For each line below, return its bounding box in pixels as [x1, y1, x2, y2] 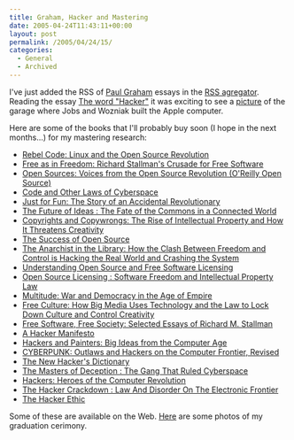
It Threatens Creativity [21, 224, 104, 235]
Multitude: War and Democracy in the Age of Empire [21, 289, 213, 301]
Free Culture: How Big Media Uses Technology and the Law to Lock [21, 299, 269, 310]
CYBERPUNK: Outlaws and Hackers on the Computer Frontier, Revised [21, 346, 280, 357]
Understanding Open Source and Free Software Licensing [21, 262, 234, 273]
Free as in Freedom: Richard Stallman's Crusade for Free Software [21, 158, 264, 169]
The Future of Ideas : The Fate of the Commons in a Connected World [21, 205, 277, 216]
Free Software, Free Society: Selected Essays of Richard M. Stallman [21, 318, 273, 328]
